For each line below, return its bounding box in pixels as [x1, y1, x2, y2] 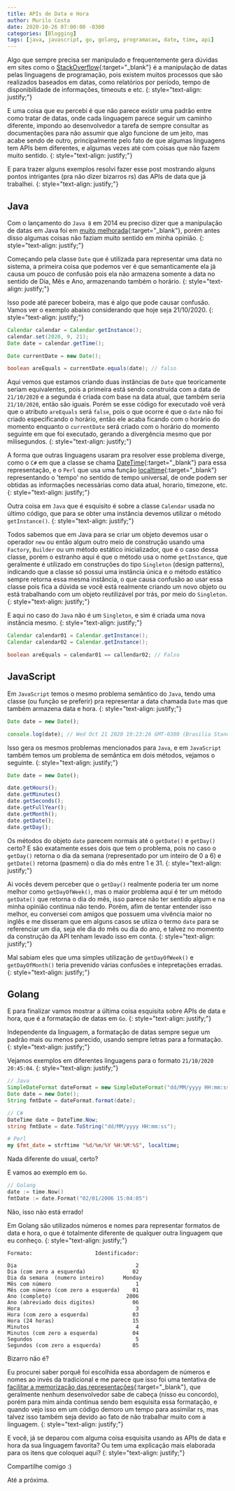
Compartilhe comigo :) [7, 1462, 72, 1471]
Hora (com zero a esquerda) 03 [7, 1311, 139, 1318]
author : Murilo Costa [7, 17, 71, 24]
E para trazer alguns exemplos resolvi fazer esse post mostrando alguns [7, 165, 215, 173]
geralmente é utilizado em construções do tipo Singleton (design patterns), [7, 560, 225, 569]
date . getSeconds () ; [7, 797, 64, 804]
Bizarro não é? [7, 1354, 49, 1363]
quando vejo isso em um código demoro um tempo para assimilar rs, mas [7, 1405, 219, 1413]
